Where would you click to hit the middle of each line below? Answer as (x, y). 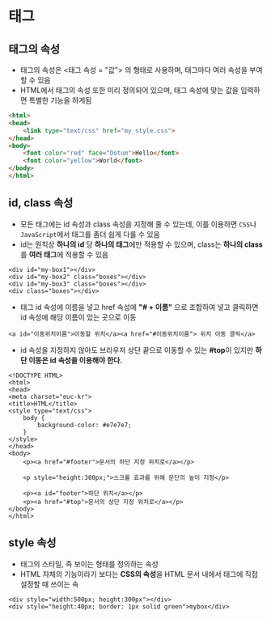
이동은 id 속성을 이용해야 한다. (75, 360)
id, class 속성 (41, 203)
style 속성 (32, 543)
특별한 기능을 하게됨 (60, 100)
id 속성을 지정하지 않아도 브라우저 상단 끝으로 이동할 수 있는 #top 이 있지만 (137, 350)
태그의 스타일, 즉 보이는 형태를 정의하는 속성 (89, 564)
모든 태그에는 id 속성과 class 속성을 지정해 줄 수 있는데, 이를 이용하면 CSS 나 (138, 224)
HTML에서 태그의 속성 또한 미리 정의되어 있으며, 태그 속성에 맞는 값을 (129, 90)
